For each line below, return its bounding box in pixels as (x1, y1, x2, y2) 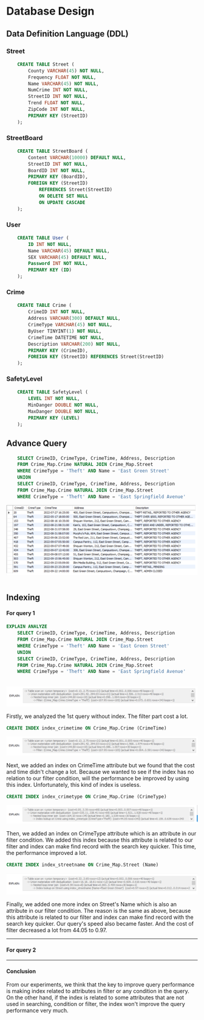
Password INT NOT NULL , (28, 261, 88, 267)
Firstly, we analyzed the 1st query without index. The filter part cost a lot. (6, 712, 188, 720)
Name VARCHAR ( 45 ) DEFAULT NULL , (28, 248, 110, 254)
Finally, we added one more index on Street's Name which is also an (6, 901, 177, 908)
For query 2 (6, 946, 36, 954)
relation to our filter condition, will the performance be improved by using (6, 775, 189, 782)
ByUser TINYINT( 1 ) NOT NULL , (28, 328, 102, 334)
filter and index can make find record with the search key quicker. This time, (6, 843, 196, 850)
